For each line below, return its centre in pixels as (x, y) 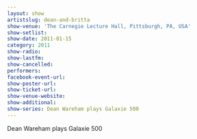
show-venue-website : (37, 97)
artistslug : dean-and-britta (49, 20)
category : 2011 (29, 45)
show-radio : (24, 52)
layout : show (26, 13)
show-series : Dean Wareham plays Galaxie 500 (73, 109)
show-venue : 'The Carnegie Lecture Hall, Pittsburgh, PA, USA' (99, 26)
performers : (24, 71)
